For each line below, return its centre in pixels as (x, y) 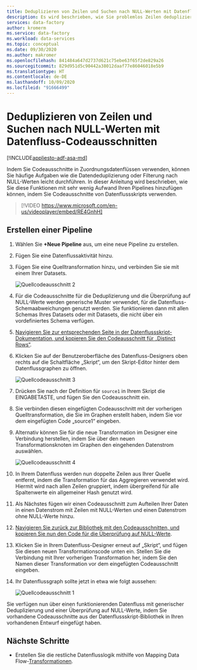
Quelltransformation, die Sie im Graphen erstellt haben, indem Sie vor (98, 415)
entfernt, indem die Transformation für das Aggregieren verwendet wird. (102, 480)
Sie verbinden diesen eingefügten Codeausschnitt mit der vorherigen (98, 408)
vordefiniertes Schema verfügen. (55, 320)
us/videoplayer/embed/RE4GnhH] (62, 211)
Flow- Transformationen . (44, 661)
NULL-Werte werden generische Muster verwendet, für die (86, 302)
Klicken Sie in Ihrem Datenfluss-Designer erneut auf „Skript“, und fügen (101, 545)
